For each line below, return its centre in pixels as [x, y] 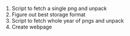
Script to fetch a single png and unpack [59, 8]
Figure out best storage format [49, 15]
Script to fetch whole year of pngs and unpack [68, 21]
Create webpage [32, 27]
